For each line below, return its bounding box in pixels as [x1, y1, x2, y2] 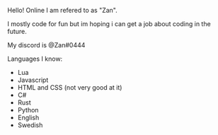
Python [17, 106, 39, 114]
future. [7, 28, 27, 35]
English [17, 113, 40, 122]
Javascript [17, 76, 49, 84]
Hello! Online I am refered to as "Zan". [7, 6, 118, 14]
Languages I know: [7, 54, 63, 63]
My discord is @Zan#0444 [7, 41, 86, 49]
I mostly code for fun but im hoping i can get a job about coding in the [7, 20, 211, 28]
